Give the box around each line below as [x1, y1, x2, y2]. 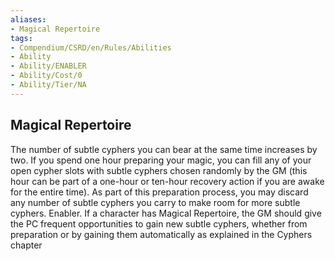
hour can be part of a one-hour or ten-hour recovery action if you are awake [10, 175, 325, 187]
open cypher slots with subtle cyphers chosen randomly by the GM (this [10, 164, 308, 176]
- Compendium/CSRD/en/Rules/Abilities [10, 42, 172, 53]
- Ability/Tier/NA [10, 80, 87, 90]
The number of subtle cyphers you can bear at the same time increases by [10, 143, 318, 155]
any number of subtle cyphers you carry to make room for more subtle [10, 196, 301, 208]
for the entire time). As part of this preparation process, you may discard [10, 186, 309, 198]
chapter [10, 239, 43, 251]
